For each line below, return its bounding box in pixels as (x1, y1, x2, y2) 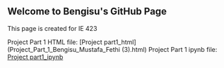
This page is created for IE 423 (7, 24, 98, 32)
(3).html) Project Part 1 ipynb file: (121, 45, 218, 53)
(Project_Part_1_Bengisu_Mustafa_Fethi (7, 45, 121, 53)
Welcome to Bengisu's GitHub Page (7, 6, 167, 18)
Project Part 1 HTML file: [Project (7, 38, 102, 46)
